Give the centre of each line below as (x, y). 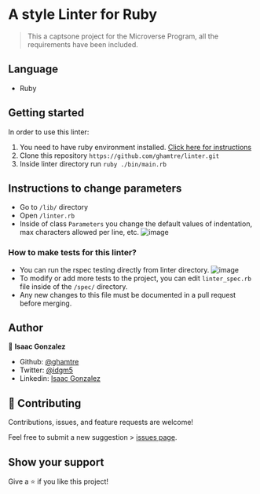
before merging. (46, 303)
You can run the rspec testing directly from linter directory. (114, 269)
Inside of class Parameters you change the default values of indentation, (136, 224)
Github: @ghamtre (49, 362)
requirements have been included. (83, 44)
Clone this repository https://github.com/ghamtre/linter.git (119, 156)
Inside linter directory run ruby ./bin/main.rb (93, 163)
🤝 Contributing (45, 403)
